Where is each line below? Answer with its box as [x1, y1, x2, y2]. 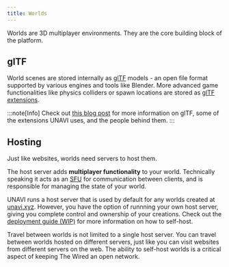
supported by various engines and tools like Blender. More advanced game [7, 81, 219, 90]
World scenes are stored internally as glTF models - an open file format [7, 74, 208, 82]
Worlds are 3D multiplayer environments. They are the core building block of [7, 29, 222, 37]
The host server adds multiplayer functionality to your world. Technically [7, 168, 215, 176]
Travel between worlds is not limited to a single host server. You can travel [7, 231, 217, 239]
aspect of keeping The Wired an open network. [7, 253, 140, 261]
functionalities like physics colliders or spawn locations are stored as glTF [7, 88, 215, 97]
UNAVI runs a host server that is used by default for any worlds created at [7, 196, 215, 204]
